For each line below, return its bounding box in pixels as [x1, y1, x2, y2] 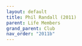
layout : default [6, 8, 47, 15]
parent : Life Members [6, 20, 61, 26]
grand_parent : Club [6, 25, 55, 32]
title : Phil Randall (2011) [6, 14, 77, 20]
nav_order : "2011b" [6, 31, 55, 37]
